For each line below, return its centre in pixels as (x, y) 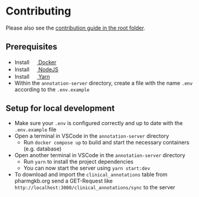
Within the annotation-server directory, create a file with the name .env (103, 83)
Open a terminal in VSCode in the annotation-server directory (92, 136)
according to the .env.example (52, 89)
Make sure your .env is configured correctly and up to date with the (98, 123)
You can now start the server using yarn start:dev (87, 168)
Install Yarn (32, 76)
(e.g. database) (42, 149)
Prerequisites (31, 47)
